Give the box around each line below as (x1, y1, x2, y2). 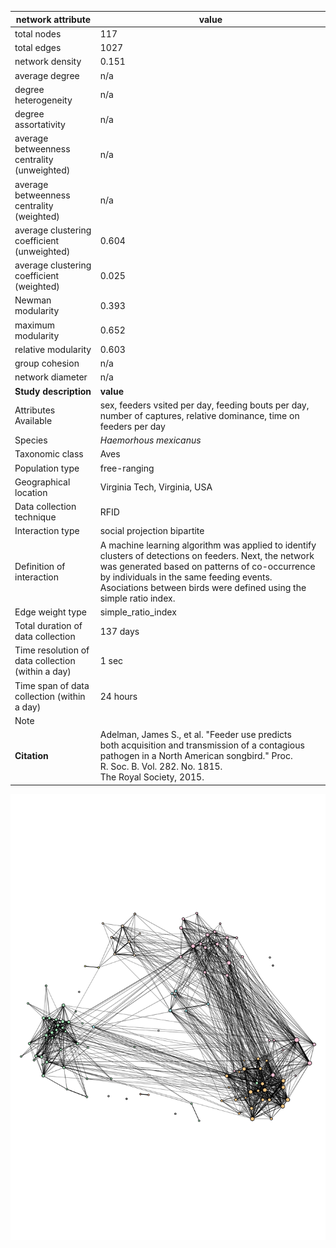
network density (14, 56, 82, 68)
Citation (14, 750, 49, 761)
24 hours (99, 690, 138, 702)
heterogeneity (14, 94, 73, 106)
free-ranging (99, 462, 155, 474)
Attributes (14, 404, 56, 416)
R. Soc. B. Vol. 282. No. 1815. (99, 761, 223, 772)
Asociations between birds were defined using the (99, 581, 307, 593)
